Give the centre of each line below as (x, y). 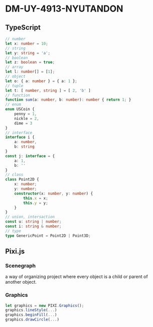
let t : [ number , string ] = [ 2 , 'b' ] (48, 90)
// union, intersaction (30, 217)
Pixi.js (15, 252)
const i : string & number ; (33, 226)
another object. (21, 282)
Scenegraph (21, 266)
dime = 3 (23, 123)
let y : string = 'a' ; (28, 53)
